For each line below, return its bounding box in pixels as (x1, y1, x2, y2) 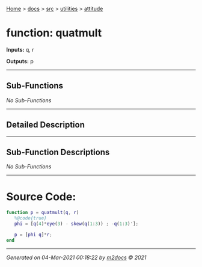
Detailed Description (6, 120, 85, 130)
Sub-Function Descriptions (6, 147, 110, 157)
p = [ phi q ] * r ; (14, 232, 52, 238)
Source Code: (6, 189, 76, 203)
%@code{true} (14, 215, 47, 221)
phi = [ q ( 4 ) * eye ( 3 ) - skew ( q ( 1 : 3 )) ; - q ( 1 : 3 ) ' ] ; (14, 221, 139, 227)
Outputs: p (6, 57, 34, 65)
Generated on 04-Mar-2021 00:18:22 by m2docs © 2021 (6, 254, 147, 261)
